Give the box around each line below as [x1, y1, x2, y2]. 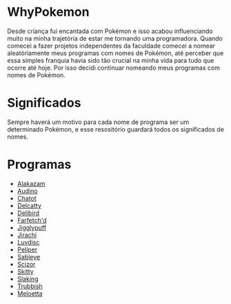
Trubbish [17, 282, 43, 290]
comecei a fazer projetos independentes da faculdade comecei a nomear [7, 41, 216, 50]
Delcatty [17, 201, 41, 210]
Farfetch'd [17, 216, 47, 224]
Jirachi [17, 230, 37, 239]
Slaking [17, 274, 39, 283]
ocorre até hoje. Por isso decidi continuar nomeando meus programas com [7, 63, 221, 72]
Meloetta [17, 289, 43, 297]
